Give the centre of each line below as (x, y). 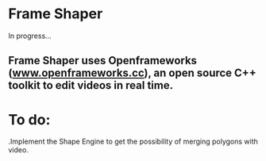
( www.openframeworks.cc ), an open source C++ (132, 73)
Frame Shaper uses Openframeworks (102, 61)
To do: (29, 119)
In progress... (30, 36)
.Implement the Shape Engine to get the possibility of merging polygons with (133, 142)
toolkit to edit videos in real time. (91, 85)
